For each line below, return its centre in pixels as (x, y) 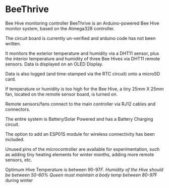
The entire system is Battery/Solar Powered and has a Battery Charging (79, 119)
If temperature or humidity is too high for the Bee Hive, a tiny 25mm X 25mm (84, 88)
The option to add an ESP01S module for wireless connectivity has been (80, 134)
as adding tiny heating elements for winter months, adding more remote (80, 154)
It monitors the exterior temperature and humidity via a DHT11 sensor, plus (82, 53)
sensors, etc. (19, 160)
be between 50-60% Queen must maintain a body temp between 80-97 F (81, 175)
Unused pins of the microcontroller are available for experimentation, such (82, 149)
